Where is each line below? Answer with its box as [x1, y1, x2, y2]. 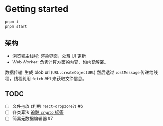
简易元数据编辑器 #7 [12, 116, 53, 122]
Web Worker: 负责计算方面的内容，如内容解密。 [12, 59, 109, 64]
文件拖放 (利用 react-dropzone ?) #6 [12, 104, 83, 109]
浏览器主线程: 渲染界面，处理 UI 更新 [12, 53, 86, 59]
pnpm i [5, 20, 19, 24]
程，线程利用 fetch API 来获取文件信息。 [5, 75, 87, 81]
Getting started [5, 3, 69, 15]
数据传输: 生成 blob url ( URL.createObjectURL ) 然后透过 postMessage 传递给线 [5, 69, 158, 75]
